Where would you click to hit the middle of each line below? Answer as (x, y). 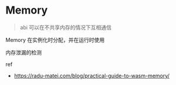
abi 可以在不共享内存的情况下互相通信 (66, 27)
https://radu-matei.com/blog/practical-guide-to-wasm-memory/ (92, 76)
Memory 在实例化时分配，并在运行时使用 (55, 40)
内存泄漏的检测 (24, 52)
